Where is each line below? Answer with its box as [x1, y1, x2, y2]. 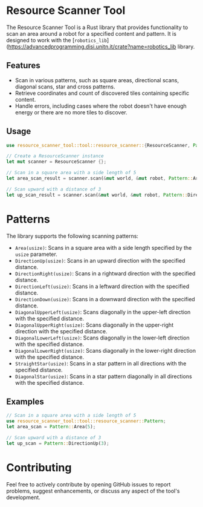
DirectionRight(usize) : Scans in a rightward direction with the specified [14, 270, 196, 277]
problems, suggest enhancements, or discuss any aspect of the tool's [6, 487, 180, 494]
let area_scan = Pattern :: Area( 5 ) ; [6, 424, 96, 430]
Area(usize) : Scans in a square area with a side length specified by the [14, 244, 192, 251]
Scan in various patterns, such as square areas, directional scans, [14, 76, 179, 83]
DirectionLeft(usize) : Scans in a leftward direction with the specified [14, 283, 189, 290]
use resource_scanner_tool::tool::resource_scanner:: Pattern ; [6, 418, 166, 424]
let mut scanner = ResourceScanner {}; [6, 159, 107, 165]
